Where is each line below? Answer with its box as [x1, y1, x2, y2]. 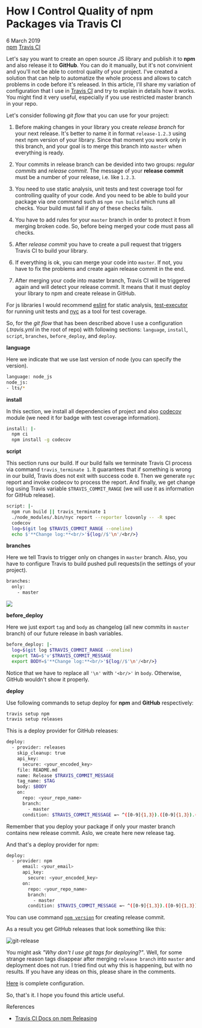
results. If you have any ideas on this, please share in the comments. [6, 968, 176, 976]
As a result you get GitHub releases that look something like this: [6, 925, 167, 933]
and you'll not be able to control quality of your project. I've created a [6, 68, 178, 75]
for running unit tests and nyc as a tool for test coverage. [6, 308, 147, 315]
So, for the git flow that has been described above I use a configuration [6, 319, 183, 326]
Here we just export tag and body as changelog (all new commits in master [6, 623, 189, 631]
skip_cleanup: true [17, 750, 66, 757]
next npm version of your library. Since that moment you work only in [14, 136, 186, 143]
